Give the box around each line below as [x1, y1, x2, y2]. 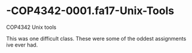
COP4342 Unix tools [6, 24, 56, 31]
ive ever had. [6, 41, 38, 48]
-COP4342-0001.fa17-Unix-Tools [6, 4, 174, 18]
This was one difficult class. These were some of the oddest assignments [6, 35, 187, 42]
